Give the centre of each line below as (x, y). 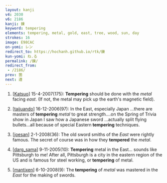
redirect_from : (21, 65)
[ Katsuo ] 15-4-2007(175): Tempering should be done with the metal (82, 93)
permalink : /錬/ (22, 61)
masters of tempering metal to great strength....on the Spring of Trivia (84, 114)
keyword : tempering (25, 28)
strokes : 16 (17, 38)
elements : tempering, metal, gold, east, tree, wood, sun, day (72, 33)
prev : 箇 (14, 75)
